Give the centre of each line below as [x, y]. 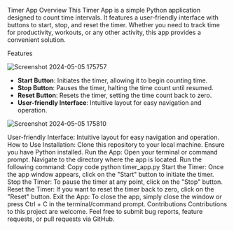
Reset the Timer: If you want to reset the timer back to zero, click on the [111, 189]
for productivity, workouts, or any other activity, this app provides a [104, 32]
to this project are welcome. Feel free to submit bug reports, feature [105, 211]
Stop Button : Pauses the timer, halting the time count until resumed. [115, 88]
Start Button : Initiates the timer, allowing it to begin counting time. [112, 80]
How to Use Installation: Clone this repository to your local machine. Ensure [116, 145]
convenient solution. [36, 40]
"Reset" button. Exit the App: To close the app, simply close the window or [115, 196]
